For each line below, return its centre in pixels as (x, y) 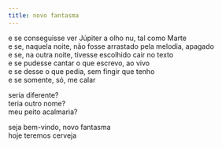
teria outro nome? (37, 103)
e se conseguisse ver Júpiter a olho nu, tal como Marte (98, 38)
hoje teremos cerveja (43, 135)
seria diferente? (33, 94)
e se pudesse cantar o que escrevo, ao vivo (79, 63)
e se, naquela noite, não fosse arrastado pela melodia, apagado (111, 46)
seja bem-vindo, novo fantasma (60, 127)
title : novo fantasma (44, 15)
